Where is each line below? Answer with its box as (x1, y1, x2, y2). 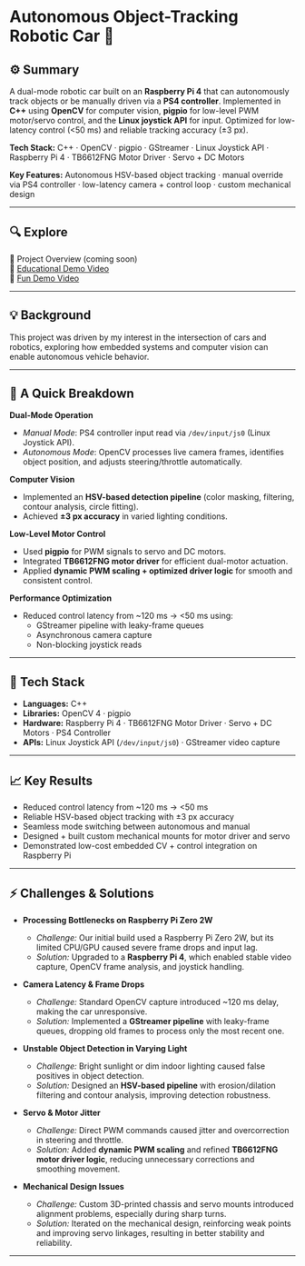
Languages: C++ (22, 698, 88, 710)
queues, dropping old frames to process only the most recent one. (35, 1025, 285, 1036)
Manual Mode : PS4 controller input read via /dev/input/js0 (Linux (22, 427, 271, 438)
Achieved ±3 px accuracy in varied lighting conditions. (22, 511, 229, 522)
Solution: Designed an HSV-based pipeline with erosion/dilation (35, 1080, 277, 1091)
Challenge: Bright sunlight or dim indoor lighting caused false (35, 1061, 266, 1072)
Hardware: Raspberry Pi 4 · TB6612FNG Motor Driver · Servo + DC (22, 718, 272, 729)
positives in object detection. (35, 1070, 145, 1081)
